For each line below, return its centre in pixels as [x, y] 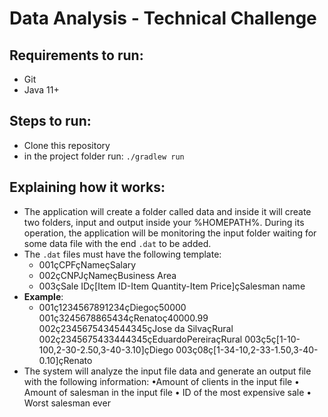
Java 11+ [41, 90]
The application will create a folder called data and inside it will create [167, 211]
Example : [43, 296]
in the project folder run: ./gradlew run [104, 156]
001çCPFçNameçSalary [87, 264]
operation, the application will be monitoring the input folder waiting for [170, 233]
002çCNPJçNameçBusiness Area [107, 275]
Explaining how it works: [87, 187]
